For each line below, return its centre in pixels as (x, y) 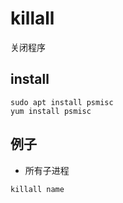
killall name (37, 189)
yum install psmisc (51, 111)
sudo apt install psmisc (62, 102)
